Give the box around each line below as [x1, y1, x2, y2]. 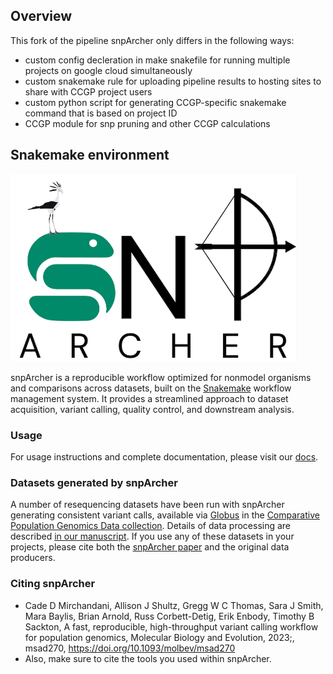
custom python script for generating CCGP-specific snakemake [24, 96, 287, 108]
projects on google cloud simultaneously [24, 64, 193, 76]
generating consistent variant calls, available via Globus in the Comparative [10, 509, 320, 521]
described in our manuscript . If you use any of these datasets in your [10, 530, 295, 543]
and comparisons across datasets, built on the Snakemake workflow [10, 382, 292, 394]
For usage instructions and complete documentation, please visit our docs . [10, 450, 319, 463]
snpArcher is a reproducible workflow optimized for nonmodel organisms [10, 371, 312, 383]
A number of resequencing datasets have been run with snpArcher [10, 499, 285, 511]
